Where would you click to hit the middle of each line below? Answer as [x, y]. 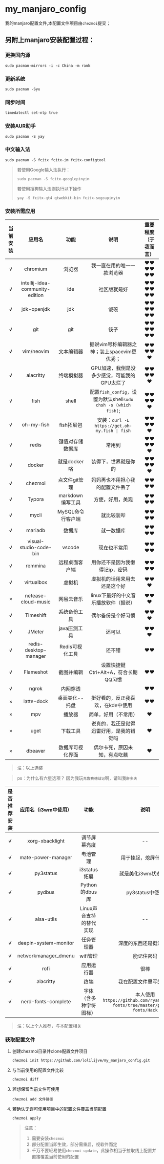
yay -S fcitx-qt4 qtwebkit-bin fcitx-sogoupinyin [69, 198]
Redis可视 [71, 647]
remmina [36, 566]
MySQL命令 [71, 512]
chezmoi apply [26, 1118]
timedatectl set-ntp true [31, 113]
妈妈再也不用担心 [111, 480]
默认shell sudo [118, 399]
